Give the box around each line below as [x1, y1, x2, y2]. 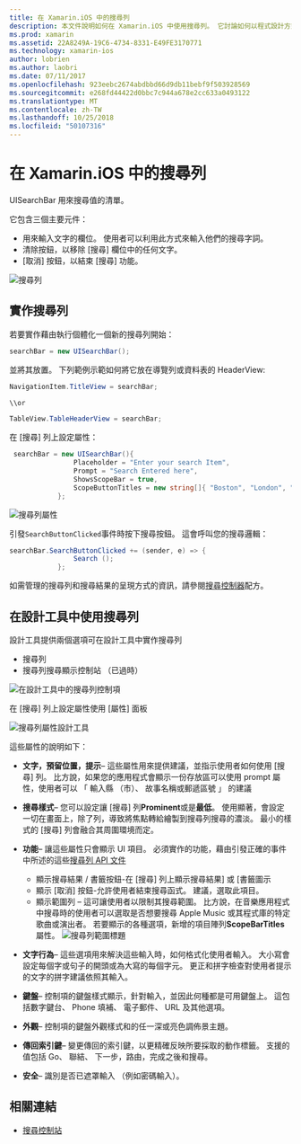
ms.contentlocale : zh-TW [9, 105, 102, 114]
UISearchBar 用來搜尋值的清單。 [9, 194, 129, 205]
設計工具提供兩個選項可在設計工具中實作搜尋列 [9, 634, 182, 645]
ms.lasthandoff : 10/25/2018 [9, 113, 115, 122]
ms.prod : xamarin [9, 30, 74, 39]
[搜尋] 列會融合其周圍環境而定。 [39, 824, 159, 835]
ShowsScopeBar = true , [73, 474, 159, 483]
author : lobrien [9, 55, 70, 64]
